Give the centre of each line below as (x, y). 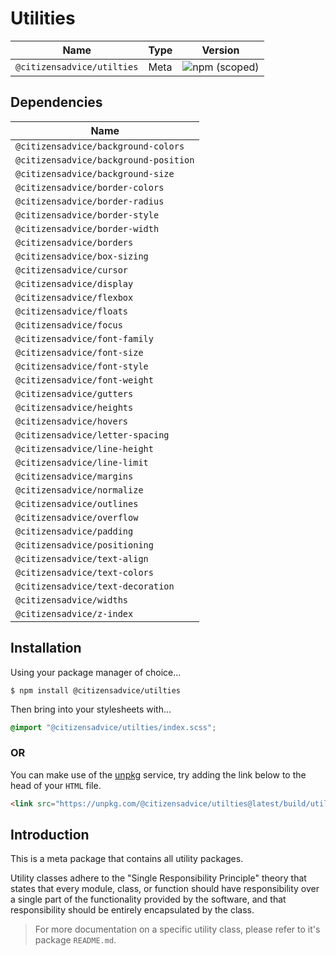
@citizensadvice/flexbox (74, 297)
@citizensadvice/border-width (87, 228)
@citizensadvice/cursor (72, 270)
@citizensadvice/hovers (72, 421)
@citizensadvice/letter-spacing (92, 435)
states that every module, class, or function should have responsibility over (165, 889)
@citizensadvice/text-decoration (95, 586)
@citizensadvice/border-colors (90, 187)
